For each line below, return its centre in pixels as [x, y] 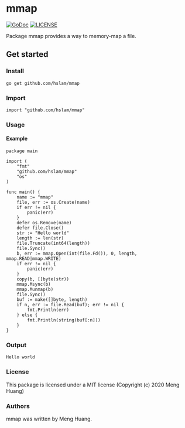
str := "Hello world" [43, 233]
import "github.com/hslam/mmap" [45, 110]
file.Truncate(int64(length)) [54, 244]
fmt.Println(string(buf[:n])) [64, 320]
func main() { [23, 192]
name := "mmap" [35, 197]
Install [15, 71]
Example [17, 139]
